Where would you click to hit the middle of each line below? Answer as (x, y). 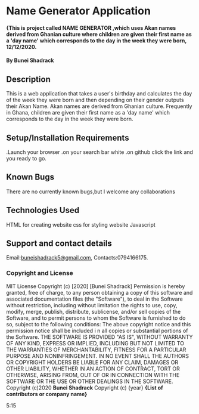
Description (28, 79)
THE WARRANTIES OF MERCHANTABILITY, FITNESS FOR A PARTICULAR (96, 350)
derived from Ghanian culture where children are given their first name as (99, 34)
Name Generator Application (78, 11)
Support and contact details (59, 244)
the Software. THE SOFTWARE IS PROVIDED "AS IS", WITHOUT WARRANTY (99, 337)
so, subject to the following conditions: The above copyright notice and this (99, 324)
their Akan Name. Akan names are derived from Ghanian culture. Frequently (99, 106)
